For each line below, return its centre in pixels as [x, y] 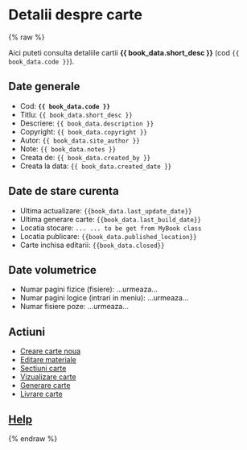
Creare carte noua [50, 351]
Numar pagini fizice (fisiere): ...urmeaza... [89, 289]
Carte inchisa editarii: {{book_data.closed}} [92, 245]
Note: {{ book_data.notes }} [68, 149]
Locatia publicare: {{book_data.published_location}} [108, 236]
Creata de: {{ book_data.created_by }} [85, 157]
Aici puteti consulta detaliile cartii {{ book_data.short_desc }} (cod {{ [124, 52]
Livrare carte [41, 394]
